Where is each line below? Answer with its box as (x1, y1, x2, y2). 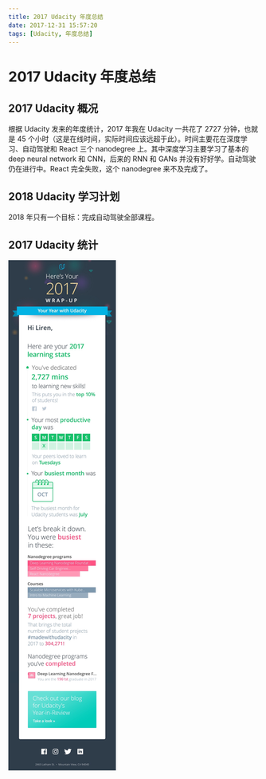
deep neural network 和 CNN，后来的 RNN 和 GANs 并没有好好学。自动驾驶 (8, 154, 256, 163)
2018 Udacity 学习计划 (8, 190, 120, 203)
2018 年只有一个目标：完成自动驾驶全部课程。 (8, 212, 159, 222)
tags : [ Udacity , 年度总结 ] (8, 30, 93, 37)
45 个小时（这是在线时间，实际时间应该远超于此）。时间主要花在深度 (17, 134, 241, 144)
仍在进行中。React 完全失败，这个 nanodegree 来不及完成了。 (8, 164, 213, 174)
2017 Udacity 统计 (8, 238, 99, 251)
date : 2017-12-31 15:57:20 (8, 21, 98, 30)
